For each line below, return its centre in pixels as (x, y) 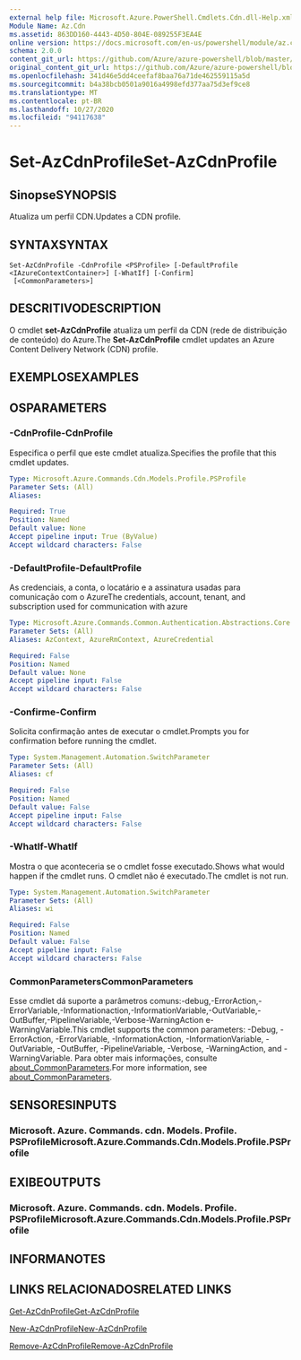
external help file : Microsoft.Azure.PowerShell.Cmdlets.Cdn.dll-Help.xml (152, 17)
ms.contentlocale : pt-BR (56, 101)
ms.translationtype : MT (54, 92)
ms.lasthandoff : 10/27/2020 (62, 109)
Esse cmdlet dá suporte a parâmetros (78, 1001)
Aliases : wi (31, 909)
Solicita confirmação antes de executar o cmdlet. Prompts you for (129, 732)
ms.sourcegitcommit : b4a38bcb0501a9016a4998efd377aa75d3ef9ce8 (130, 84)
